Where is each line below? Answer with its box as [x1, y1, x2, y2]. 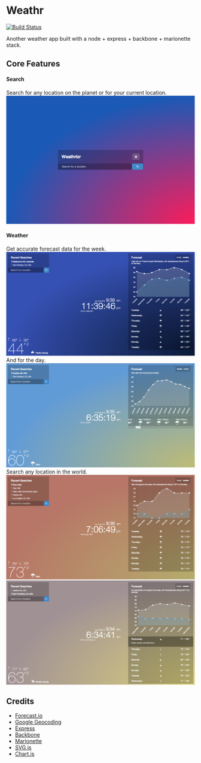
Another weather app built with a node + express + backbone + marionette [6, 35, 191, 42]
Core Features [6, 59, 60, 69]
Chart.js [14, 750, 35, 758]
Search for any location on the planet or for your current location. [6, 89, 167, 96]
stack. [6, 41, 22, 49]
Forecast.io [14, 712, 43, 719]
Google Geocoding [14, 719, 62, 726]
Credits [6, 696, 35, 707]
